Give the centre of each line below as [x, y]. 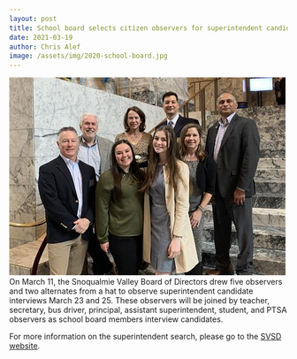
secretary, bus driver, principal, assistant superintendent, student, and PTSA [148, 310]
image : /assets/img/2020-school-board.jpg [88, 56]
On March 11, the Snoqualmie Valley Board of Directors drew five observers [146, 282]
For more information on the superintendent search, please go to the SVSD [145, 337]
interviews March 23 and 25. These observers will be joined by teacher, [139, 301]
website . [25, 346]
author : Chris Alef [45, 47]
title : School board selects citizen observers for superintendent [136, 28]
